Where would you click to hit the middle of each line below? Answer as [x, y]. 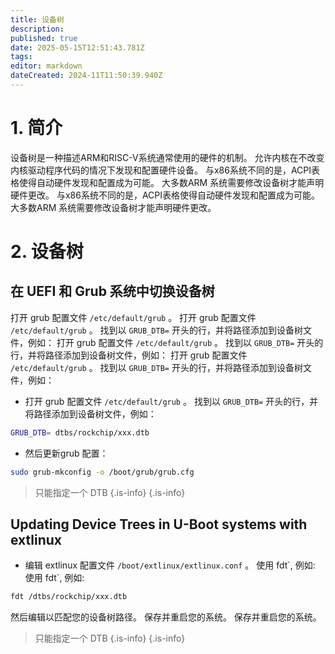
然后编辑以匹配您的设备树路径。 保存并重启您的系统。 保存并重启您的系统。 [166, 617]
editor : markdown [46, 66]
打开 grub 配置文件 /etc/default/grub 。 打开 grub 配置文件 [133, 317]
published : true [44, 38]
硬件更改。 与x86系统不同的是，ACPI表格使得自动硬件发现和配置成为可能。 [165, 195]
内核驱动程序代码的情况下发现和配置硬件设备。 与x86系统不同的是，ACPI [161, 170]
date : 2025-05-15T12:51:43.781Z [77, 47]
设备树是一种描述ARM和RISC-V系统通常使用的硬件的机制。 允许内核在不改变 [167, 157]
